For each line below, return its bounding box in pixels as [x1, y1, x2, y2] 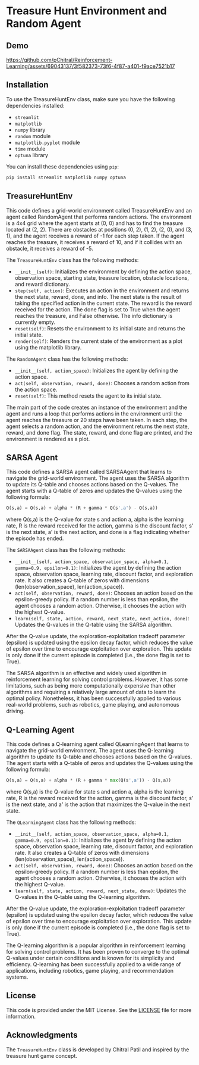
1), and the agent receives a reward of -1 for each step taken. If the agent [6, 232, 185, 239]
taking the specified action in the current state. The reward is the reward [14, 299, 192, 307]
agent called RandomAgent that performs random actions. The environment [6, 213, 192, 220]
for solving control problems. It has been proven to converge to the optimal [6, 948, 190, 955]
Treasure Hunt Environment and [6, 4, 168, 18]
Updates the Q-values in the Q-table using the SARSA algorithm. [14, 621, 173, 629]
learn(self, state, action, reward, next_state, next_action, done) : [14, 615, 190, 622]
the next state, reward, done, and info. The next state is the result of [14, 293, 182, 300]
